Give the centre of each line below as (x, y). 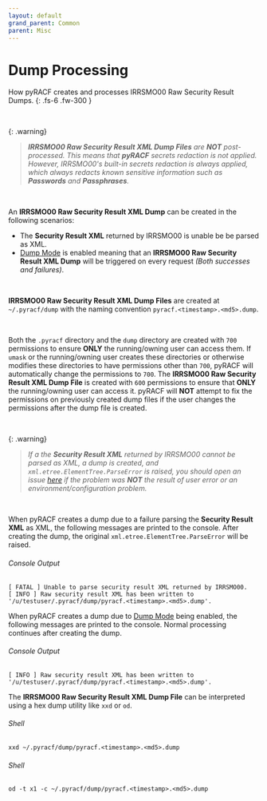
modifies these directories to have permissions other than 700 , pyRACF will (131, 366)
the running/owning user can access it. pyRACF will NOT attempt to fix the (130, 391)
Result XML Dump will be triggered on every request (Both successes (135, 261)
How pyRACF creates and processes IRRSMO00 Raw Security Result (121, 92)
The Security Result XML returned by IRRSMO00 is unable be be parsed (139, 236)
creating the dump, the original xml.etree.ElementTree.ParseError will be (128, 537)
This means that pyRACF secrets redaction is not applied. (162, 156)
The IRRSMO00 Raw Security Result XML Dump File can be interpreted (127, 696)
